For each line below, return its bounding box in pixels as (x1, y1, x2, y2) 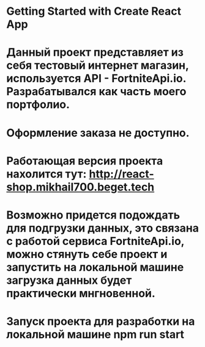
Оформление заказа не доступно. (6, 126, 190, 139)
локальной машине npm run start (6, 327, 185, 341)
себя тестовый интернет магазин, (6, 58, 189, 72)
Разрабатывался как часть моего (6, 85, 187, 99)
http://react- (89, 167, 154, 181)
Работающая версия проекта (6, 154, 163, 168)
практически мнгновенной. (6, 286, 156, 300)
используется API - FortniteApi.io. (6, 72, 187, 85)
